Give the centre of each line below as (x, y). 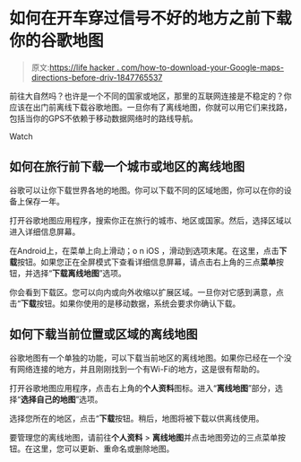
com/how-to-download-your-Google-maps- (202, 67)
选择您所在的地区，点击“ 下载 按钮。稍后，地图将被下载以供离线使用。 (137, 418)
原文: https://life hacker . (75, 67)
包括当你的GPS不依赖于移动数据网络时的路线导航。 (104, 118)
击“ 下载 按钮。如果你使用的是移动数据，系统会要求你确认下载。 (125, 303)
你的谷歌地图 (57, 41)
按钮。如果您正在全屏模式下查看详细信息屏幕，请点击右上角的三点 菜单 (146, 262)
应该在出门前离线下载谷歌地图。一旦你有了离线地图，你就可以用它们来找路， (150, 107)
